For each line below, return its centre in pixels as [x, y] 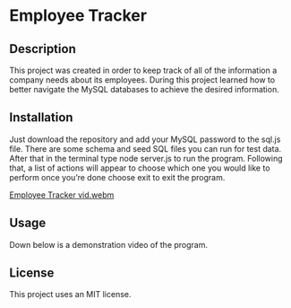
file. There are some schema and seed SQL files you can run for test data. [145, 148]
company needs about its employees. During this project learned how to [142, 80]
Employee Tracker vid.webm [62, 195]
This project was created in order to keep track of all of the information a [143, 70]
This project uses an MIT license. [70, 295]
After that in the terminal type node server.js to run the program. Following [146, 158]
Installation [41, 118]
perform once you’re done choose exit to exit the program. [117, 177]
